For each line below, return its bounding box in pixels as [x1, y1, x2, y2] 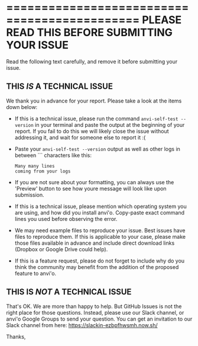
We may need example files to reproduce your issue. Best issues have [14, 226, 186, 234]
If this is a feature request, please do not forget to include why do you [14, 257, 185, 264]
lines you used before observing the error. [14, 215, 118, 222]
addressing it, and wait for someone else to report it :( [14, 134, 146, 141]
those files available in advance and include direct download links [14, 239, 175, 246]
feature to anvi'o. [14, 270, 57, 277]
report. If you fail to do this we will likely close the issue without [14, 127, 170, 134]
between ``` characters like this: [14, 152, 92, 159]
